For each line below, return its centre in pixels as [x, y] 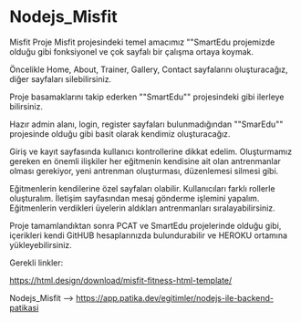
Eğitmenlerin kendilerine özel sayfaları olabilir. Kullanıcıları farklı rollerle [142, 188]
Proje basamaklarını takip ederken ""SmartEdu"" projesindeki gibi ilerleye [147, 97]
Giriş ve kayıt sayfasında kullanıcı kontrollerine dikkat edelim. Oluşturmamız [151, 151]
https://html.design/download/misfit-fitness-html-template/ [121, 280]
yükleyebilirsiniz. [41, 244]
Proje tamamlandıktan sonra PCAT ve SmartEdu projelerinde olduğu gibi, [145, 225]
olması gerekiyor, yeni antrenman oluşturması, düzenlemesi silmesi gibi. [144, 171]
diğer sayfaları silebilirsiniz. [61, 78]
